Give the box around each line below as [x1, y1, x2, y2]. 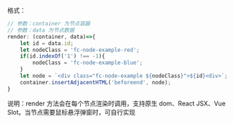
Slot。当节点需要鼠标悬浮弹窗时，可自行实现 [7, 108, 136, 116]
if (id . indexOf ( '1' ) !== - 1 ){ [20, 53, 105, 60]
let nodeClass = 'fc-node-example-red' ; [20, 46, 140, 53]
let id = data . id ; [20, 39, 74, 47]
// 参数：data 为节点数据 [7, 27, 75, 34]
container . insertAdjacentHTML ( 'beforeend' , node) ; [20, 79, 171, 86]
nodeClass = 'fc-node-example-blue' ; [32, 59, 143, 67]
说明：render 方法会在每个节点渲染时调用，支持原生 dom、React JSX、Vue [7, 99, 226, 108]
